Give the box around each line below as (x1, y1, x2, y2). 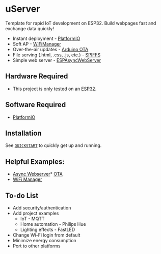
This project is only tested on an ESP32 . (12, 86, 97, 92)
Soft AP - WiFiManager (12, 40, 61, 47)
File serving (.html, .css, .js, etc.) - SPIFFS (12, 52, 101, 58)
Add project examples (12, 210, 59, 216)
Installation (5, 129, 42, 137)
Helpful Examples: (5, 157, 65, 166)
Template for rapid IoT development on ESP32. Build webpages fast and (5, 20, 156, 26)
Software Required (5, 100, 66, 109)
